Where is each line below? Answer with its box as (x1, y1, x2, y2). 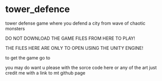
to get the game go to (5, 54, 51, 61)
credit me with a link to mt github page (5, 69, 86, 76)
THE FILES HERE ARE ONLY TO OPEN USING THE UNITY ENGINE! (5, 45, 143, 51)
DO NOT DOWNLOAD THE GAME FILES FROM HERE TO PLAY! (5, 35, 136, 41)
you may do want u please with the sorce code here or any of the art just (5, 64, 157, 70)
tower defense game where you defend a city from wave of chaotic (5, 20, 146, 26)
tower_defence (5, 4, 70, 15)
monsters (5, 25, 25, 31)
